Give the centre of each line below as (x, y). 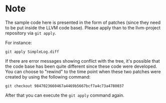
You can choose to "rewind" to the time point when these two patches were (83, 71)
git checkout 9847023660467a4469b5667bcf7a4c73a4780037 (64, 86)
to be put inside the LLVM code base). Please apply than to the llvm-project (83, 27)
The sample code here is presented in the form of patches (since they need (83, 22)
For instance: (19, 42)
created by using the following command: (48, 77)
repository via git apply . (31, 33)
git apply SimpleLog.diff (32, 52)
